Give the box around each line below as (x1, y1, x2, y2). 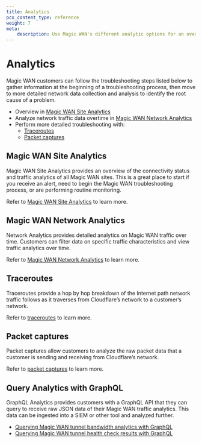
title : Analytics (6, 8, 50, 15)
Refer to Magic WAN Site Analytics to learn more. (6, 198, 128, 205)
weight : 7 (6, 20, 31, 26)
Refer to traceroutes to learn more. (6, 314, 92, 321)
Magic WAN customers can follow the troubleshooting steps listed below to (6, 77, 193, 84)
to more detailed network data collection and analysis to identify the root (6, 90, 186, 97)
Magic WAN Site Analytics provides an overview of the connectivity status (6, 167, 190, 174)
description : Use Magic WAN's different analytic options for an (17, 31, 185, 37)
